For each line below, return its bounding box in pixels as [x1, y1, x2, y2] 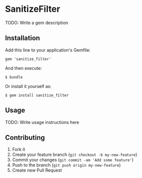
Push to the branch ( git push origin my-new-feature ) [12, 162, 121, 168]
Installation [5, 34, 40, 42]
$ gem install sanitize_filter [5, 92, 69, 98]
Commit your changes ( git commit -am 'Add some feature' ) [12, 157, 134, 163]
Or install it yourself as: [5, 83, 51, 89]
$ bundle [5, 75, 23, 80]
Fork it [12, 147, 25, 152]
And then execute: [5, 65, 42, 71]
